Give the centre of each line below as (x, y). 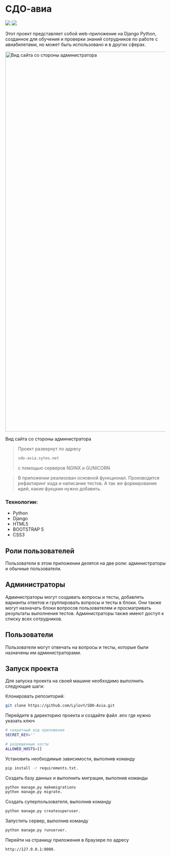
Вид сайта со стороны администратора (48, 439)
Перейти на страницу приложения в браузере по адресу (67, 840)
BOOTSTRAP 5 (28, 529)
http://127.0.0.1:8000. (31, 849)
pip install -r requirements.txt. (42, 768)
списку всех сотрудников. (34, 619)
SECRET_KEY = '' (20, 735)
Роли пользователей (40, 551)
